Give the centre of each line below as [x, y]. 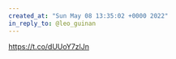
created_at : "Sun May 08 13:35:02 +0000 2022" [88, 16]
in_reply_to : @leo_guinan [52, 23]
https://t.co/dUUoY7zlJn [49, 46]
